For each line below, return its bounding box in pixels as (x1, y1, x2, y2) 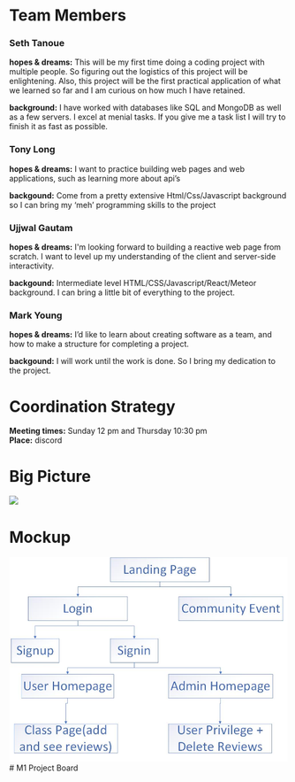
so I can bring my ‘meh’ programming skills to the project (9, 199, 216, 210)
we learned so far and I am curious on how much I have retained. (9, 85, 246, 96)
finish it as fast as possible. (9, 121, 109, 132)
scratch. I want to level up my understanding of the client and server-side (9, 252, 276, 262)
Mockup (9, 528, 72, 547)
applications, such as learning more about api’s (9, 173, 181, 183)
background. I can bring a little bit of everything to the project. (9, 287, 236, 298)
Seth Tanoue (9, 37, 64, 50)
